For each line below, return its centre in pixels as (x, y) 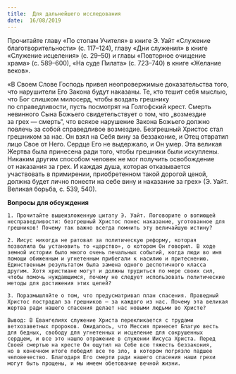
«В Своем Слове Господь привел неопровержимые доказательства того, (118, 84)
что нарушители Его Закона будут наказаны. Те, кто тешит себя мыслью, (117, 92)
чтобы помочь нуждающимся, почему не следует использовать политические (116, 277)
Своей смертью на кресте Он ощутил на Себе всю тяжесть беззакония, (110, 345)
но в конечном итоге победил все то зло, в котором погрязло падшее (110, 351)
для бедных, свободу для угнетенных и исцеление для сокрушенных (105, 332)
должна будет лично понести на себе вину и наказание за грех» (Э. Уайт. (118, 181)
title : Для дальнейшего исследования (64, 14)
